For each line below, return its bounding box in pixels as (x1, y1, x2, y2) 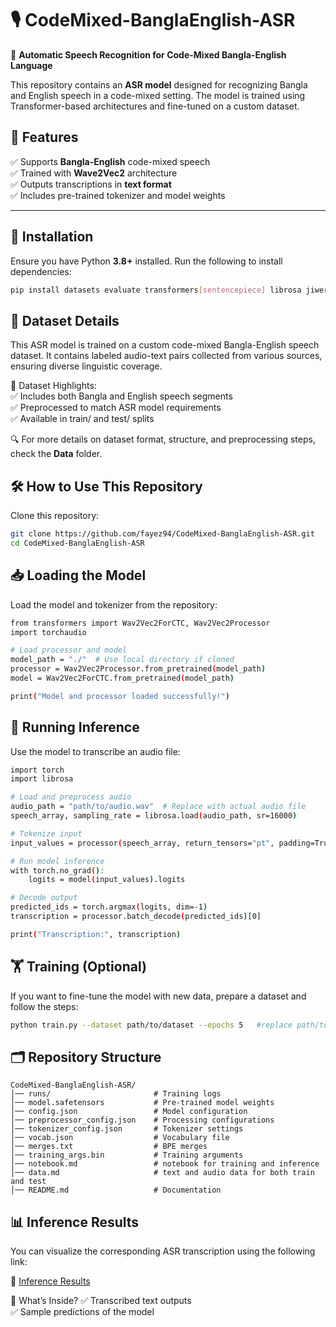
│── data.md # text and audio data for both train (10, 1168, 315, 1178)
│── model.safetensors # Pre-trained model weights (10, 1098, 275, 1108)
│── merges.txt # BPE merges (10, 1142, 208, 1152)
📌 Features (10, 129, 79, 146)
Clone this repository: (10, 510, 100, 522)
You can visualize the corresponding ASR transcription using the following (10, 1245, 316, 1257)
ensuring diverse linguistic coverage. (10, 360, 163, 372)
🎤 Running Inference (10, 719, 140, 736)
